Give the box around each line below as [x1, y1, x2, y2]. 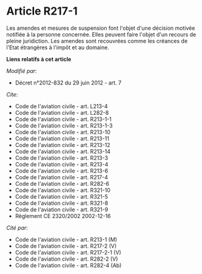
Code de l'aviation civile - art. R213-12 [15, 141, 110, 148]
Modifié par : [6, 67, 38, 74]
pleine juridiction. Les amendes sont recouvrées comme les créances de [6, 37, 188, 44]
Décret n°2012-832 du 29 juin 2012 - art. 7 [15, 79, 122, 86]
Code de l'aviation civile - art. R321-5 [15, 193, 108, 200]
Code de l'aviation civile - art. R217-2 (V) [15, 242, 117, 250]
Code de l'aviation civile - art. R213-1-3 [15, 122, 113, 129]
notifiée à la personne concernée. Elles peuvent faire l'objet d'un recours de [6, 30, 197, 38]
